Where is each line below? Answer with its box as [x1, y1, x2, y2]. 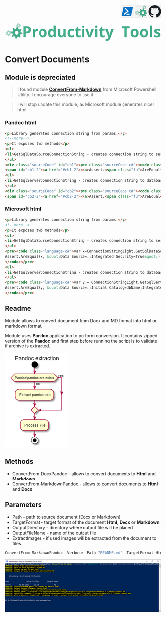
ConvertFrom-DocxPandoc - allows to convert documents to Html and [12, 470, 156, 477]
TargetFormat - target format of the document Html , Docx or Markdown [12, 519, 160, 525]
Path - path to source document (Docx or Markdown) [12, 514, 121, 520]
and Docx [12, 486, 33, 492]
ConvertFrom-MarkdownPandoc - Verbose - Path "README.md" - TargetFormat [5, 550, 154, 555]
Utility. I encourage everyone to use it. [17, 92, 95, 97]
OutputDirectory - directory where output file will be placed [12, 524, 133, 530]
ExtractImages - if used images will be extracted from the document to [12, 535, 157, 541]
